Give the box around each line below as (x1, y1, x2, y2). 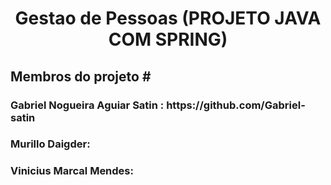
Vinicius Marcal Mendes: (10, 164, 134, 178)
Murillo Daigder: (10, 137, 91, 151)
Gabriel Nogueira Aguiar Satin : (10, 98, 165, 112)
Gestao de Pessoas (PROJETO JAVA (14, 7, 322, 30)
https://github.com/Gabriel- (166, 98, 306, 112)
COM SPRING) (108, 28, 228, 51)
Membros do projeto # (10, 68, 152, 85)
